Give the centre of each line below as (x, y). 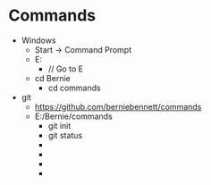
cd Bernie (52, 78)
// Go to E (66, 69)
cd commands (74, 88)
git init (59, 125)
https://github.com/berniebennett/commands (118, 106)
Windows (38, 40)
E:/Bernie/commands (73, 116)
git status (65, 135)
